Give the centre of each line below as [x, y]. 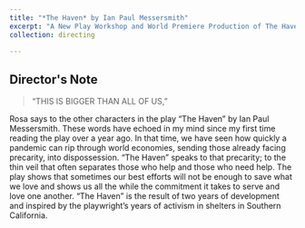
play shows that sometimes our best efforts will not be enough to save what [151, 177]
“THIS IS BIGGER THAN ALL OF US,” [99, 102]
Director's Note [54, 79]
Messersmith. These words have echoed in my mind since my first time [143, 129]
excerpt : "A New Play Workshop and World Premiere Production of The [144, 26]
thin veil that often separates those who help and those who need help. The [151, 167]
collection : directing [52, 35]
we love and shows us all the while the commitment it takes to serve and [145, 186]
